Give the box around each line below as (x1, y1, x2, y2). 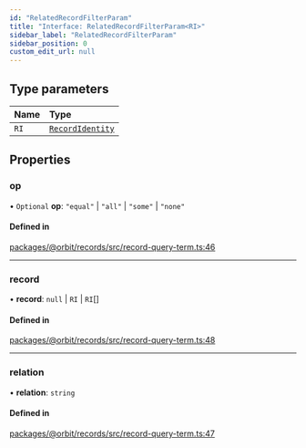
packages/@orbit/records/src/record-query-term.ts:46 (9, 241, 216, 252)
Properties (9, 152, 71, 168)
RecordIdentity (48, 123, 116, 133)
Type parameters (9, 81, 109, 97)
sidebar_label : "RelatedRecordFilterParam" (9, 30, 178, 39)
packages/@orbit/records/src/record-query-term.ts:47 (9, 428, 216, 439)
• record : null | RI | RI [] (9, 294, 100, 305)
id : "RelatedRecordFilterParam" (9, 13, 132, 23)
